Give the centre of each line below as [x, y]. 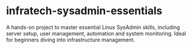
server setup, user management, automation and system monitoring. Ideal [96, 33]
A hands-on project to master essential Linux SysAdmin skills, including [93, 27]
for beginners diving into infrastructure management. [71, 40]
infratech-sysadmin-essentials [84, 11]
